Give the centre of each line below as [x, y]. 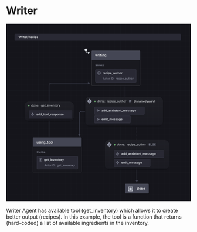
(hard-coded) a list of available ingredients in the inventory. [78, 223]
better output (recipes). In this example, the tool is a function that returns [94, 216]
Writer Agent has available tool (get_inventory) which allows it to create [92, 210]
